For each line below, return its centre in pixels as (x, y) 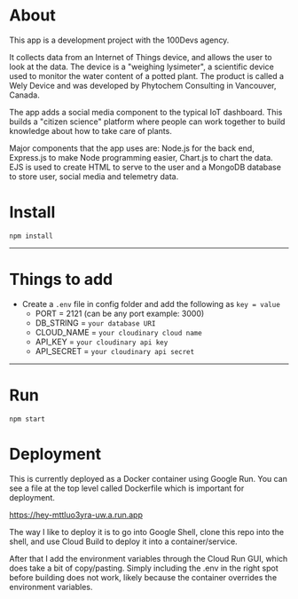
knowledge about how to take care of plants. (91, 130)
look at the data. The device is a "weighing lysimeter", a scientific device (142, 67)
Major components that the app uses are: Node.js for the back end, (132, 148)
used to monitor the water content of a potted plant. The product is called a (147, 75)
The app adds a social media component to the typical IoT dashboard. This (146, 112)
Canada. (24, 95)
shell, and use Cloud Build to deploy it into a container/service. (123, 541)
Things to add (61, 280)
